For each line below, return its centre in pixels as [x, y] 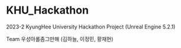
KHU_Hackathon [47, 10]
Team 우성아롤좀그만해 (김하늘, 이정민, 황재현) [60, 39]
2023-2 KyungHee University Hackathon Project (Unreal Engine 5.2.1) [91, 27]
